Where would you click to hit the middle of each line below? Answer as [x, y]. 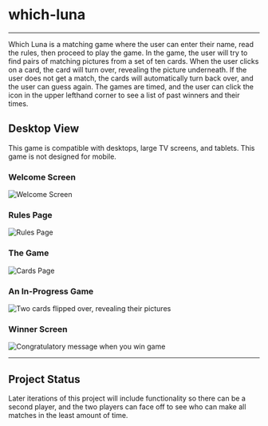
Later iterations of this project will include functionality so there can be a [127, 398]
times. [18, 103]
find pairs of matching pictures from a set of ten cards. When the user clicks [134, 61]
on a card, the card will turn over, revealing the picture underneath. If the [128, 69]
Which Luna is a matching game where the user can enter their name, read [131, 44]
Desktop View [44, 129]
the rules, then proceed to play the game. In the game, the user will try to [128, 53]
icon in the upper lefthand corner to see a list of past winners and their [124, 95]
